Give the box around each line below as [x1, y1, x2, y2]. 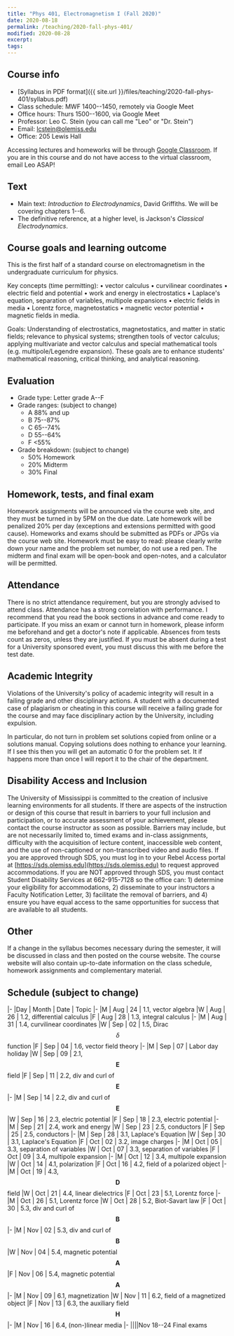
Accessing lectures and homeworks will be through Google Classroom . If [7, 145, 218, 154]
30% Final [27, 468, 57, 476]
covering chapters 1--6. [17, 207, 85, 215]
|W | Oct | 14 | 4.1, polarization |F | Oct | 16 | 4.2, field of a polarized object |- [7, 1160, 227, 1169]
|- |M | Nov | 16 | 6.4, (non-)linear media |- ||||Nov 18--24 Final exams [7, 1321, 208, 1330]
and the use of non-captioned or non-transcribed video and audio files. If [7, 846, 219, 854]
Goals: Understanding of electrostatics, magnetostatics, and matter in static [7, 325, 226, 333]
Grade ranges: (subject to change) [17, 401, 117, 410]
